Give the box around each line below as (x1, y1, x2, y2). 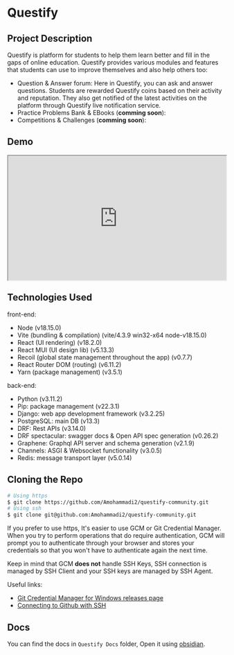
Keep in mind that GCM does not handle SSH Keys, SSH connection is (7, 560, 208, 568)
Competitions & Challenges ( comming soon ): (17, 116, 147, 124)
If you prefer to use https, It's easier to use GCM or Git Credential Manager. (7, 524, 222, 532)
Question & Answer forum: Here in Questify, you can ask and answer (17, 79, 213, 87)
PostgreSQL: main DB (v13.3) (17, 416, 100, 425)
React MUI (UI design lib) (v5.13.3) (17, 346, 114, 354)
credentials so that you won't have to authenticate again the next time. (7, 546, 208, 554)
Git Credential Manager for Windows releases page (17, 594, 164, 602)
